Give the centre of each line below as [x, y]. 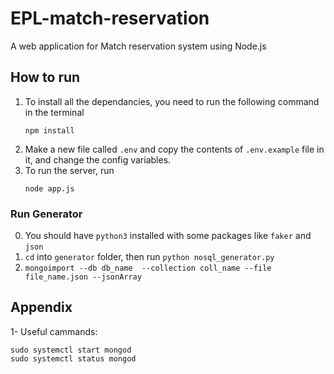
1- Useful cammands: [54, 331]
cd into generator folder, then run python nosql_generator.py [149, 257]
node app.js [49, 188]
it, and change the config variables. [98, 159]
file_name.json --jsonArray [83, 277]
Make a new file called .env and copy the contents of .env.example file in [174, 149]
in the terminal [54, 112]
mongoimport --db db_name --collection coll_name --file [148, 268]
